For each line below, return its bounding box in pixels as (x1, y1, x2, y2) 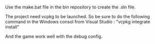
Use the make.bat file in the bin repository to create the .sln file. (5, 4, 136, 10)
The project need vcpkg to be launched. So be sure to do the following (5, 14, 151, 19)
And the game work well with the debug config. (5, 34, 103, 39)
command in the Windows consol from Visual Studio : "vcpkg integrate (5, 19, 151, 24)
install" (5, 24, 19, 30)
